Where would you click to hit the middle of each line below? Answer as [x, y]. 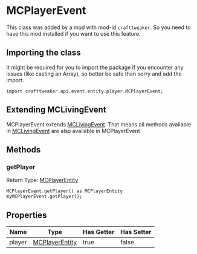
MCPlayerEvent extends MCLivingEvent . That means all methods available [99, 124]
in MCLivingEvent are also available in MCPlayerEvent [73, 131]
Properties [27, 215]
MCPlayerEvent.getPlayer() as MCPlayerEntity [64, 191]
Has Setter [136, 232]
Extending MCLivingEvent [57, 110]
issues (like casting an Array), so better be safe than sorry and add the [94, 74]
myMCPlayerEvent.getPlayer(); [44, 197]
